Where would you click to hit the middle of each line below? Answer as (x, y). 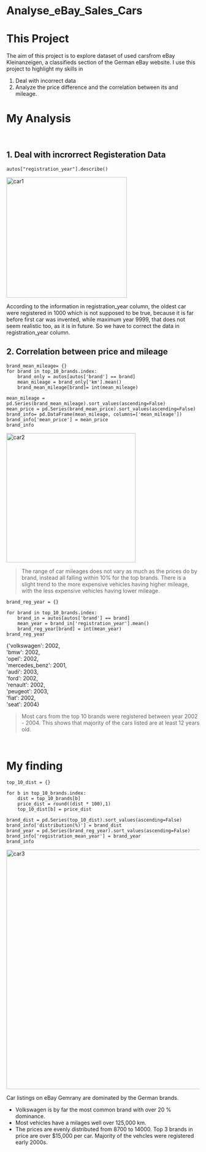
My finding (35, 766)
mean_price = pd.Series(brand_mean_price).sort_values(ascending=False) (101, 409)
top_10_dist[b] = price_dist (55, 809)
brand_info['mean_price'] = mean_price (57, 419)
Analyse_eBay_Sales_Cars (74, 11)
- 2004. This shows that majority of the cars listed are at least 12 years (110, 723)
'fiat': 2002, (21, 698)
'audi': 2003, (22, 671)
